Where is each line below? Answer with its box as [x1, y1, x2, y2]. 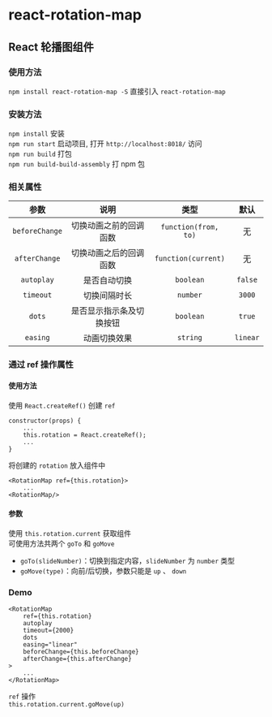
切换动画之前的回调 [70, 220, 144, 231]
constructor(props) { [8, 417, 82, 425]
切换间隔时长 [83, 290, 132, 301]
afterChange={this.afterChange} [23, 655, 132, 663]
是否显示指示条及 [70, 305, 136, 317]
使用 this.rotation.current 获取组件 [8, 528, 132, 538]
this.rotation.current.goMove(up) [8, 701, 125, 709]
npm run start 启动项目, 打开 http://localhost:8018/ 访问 [8, 139, 202, 149]
